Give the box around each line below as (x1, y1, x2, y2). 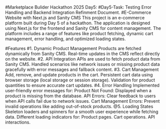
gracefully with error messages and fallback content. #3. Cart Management (5, 66, 159, 72)
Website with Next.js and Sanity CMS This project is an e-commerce (5, 15, 145, 20)
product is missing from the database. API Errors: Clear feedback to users (5, 93, 156, 99)
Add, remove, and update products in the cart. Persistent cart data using (5, 72, 153, 77)
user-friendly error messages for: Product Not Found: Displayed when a (5, 88, 152, 93)
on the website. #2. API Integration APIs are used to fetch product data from (5, 56, 160, 62)
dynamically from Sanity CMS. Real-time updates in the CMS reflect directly (5, 51, 160, 57)
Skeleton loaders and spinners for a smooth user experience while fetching (5, 109, 159, 115)
